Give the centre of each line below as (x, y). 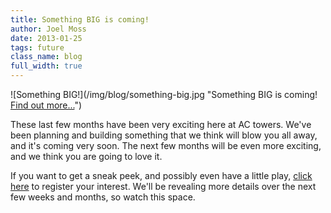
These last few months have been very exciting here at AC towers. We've (161, 124)
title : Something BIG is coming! (80, 19)
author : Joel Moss (48, 29)
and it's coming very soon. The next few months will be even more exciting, (166, 145)
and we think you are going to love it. (86, 156)
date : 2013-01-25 (46, 38)
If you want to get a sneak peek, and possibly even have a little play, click (161, 175)
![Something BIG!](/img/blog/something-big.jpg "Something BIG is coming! (164, 94)
